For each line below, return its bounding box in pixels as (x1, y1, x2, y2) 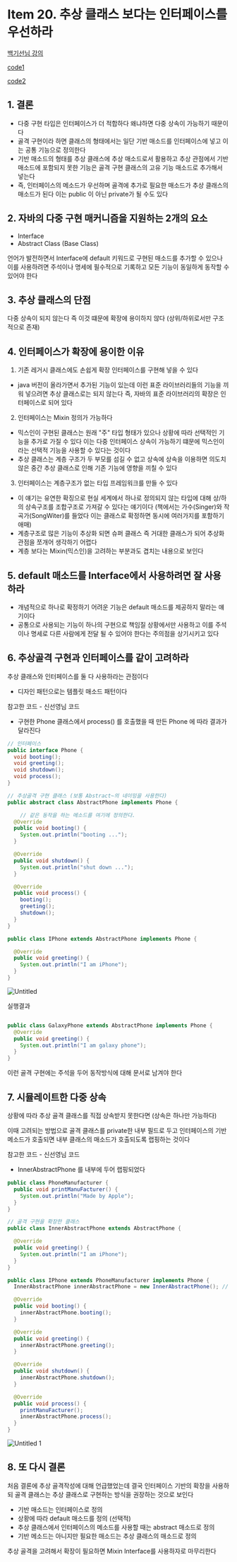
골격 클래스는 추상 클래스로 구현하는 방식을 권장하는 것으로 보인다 (14, 1490, 194, 1498)
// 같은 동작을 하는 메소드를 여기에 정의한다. (20, 811, 135, 818)
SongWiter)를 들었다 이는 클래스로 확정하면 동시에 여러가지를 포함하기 (31, 512, 224, 520)
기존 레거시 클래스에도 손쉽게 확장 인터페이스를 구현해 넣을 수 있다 (17, 365, 199, 375)
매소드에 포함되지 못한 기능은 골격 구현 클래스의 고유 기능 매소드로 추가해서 (17, 163, 224, 172)
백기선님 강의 (7, 49, 44, 57)
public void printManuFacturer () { (13, 1185, 119, 1193)
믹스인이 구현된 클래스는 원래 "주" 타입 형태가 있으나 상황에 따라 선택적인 (17, 428, 217, 437)
